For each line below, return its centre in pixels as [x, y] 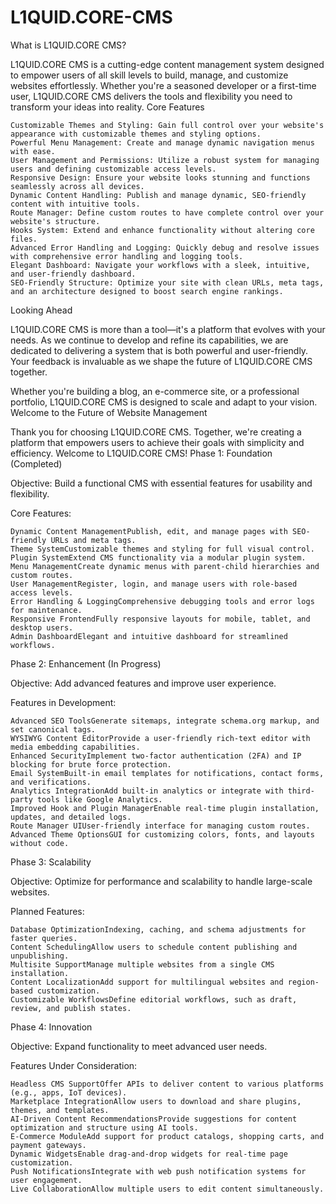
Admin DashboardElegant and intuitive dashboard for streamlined [149, 636]
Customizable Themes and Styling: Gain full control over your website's [167, 125]
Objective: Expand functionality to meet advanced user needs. [139, 1046]
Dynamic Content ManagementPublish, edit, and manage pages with [149, 531]
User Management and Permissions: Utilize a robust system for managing [165, 160]
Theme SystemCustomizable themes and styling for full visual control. [162, 549]
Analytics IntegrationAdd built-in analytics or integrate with [147, 791]
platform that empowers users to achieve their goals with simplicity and [157, 442]
